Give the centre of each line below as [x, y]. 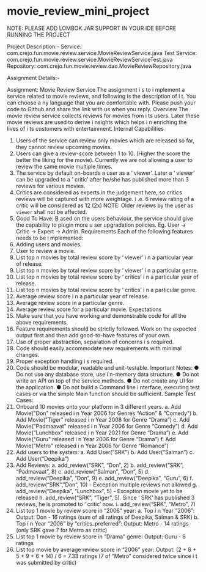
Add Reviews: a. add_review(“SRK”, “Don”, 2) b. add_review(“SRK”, [100, 465]
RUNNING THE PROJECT [39, 34]
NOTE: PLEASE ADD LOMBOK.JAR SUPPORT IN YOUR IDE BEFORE [92, 28]
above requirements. [42, 322]
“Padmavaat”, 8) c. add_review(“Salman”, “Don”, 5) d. [83, 471]
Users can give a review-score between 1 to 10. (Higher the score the [103, 153]
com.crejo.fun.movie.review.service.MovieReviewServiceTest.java [90, 59]
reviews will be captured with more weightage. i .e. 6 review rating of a [105, 199]
